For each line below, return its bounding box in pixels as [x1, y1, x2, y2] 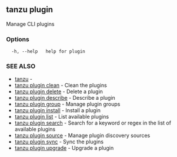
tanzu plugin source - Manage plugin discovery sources [14, 132, 151, 139]
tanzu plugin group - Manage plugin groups [14, 100, 121, 108]
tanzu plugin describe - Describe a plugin [14, 94, 116, 102]
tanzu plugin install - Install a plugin [14, 107, 101, 114]
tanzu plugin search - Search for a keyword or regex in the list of [14, 119, 172, 126]
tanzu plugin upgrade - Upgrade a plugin [14, 145, 114, 152]
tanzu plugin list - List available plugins [14, 113, 109, 120]
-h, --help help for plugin [11, 48, 85, 55]
